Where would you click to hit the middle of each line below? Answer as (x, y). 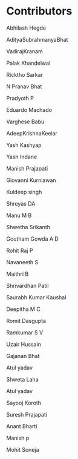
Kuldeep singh (24, 192)
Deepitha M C (23, 309)
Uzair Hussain (24, 344)
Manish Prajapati (27, 168)
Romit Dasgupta (26, 321)
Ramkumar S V (25, 332)
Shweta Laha (22, 379)
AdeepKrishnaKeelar (32, 133)
